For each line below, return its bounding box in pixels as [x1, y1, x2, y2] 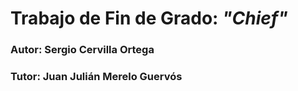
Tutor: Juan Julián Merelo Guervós [10, 70, 183, 84]
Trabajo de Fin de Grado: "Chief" [10, 7, 288, 30]
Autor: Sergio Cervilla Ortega [10, 43, 155, 57]
